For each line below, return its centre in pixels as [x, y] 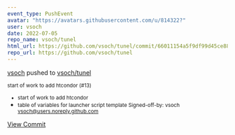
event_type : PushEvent [40, 14]
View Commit [27, 124]
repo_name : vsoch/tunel [42, 40]
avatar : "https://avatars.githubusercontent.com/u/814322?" [97, 20]
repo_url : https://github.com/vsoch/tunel [70, 53]
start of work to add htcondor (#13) [50, 85]
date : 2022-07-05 [33, 33]
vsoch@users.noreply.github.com [58, 111]
